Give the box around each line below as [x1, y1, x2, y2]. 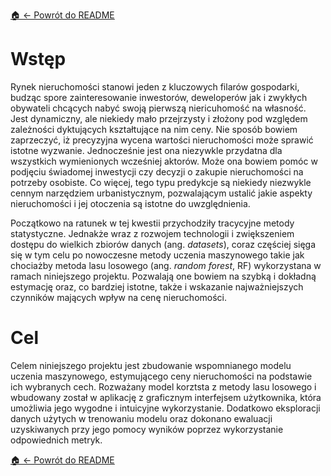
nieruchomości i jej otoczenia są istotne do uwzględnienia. [10, 197, 251, 209]
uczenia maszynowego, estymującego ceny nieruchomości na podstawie [10, 370, 313, 382]
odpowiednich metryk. [10, 434, 103, 446]
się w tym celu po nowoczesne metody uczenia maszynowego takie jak [10, 249, 305, 261]
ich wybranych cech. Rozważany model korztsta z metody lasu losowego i [10, 380, 317, 393]
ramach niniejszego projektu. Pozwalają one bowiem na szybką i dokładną [10, 270, 317, 282]
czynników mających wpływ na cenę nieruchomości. [10, 291, 228, 303]
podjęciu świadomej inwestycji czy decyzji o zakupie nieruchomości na [10, 165, 304, 178]
